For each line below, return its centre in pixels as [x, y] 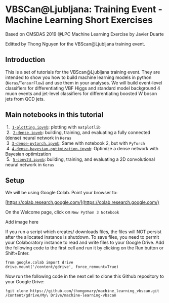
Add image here [22, 222]
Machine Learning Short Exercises [79, 20]
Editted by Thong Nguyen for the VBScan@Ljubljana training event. [75, 44]
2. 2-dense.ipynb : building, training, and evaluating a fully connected [78, 132]
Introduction [25, 60]
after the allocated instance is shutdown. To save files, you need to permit [82, 237]
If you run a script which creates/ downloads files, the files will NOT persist [83, 232]
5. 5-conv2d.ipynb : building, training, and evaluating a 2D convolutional [81, 159]
